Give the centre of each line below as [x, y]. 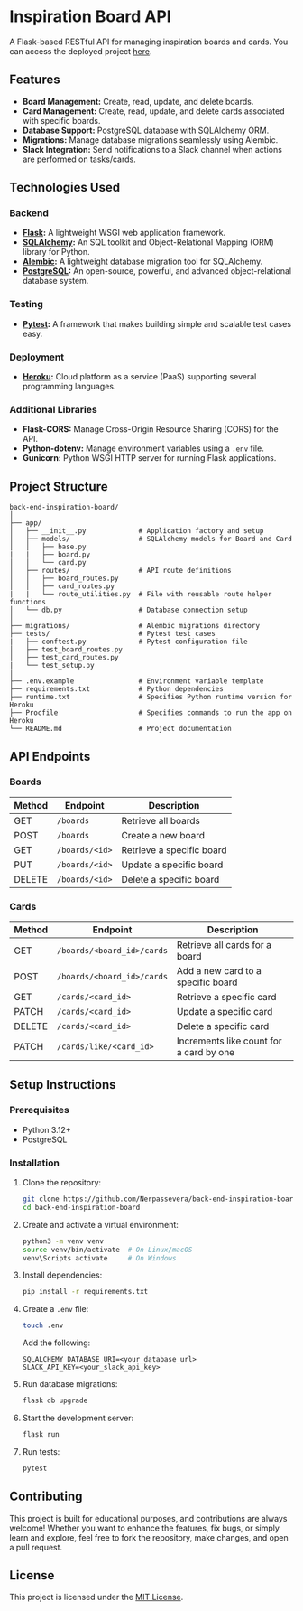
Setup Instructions [63, 1085]
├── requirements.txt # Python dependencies [116, 689]
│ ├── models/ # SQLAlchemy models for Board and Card [151, 539]
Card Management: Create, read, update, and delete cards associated [154, 111]
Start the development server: [78, 1418]
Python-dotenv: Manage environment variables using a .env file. [143, 448]
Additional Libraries [53, 409]
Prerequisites [39, 1110]
